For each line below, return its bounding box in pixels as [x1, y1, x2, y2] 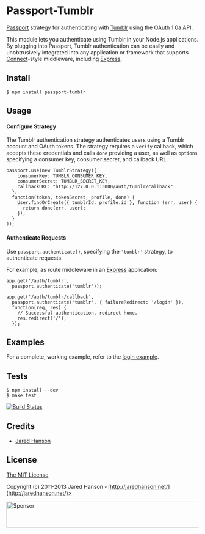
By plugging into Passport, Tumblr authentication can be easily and [6, 42, 175, 49]
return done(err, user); [22, 205, 86, 211]
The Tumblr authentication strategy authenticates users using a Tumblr [6, 136, 185, 144]
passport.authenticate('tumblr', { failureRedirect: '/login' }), [12, 299, 184, 305]
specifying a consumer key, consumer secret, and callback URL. [6, 156, 168, 163]
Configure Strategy [6, 123, 57, 130]
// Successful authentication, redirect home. [17, 310, 138, 316]
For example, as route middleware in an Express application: [6, 266, 157, 273]
